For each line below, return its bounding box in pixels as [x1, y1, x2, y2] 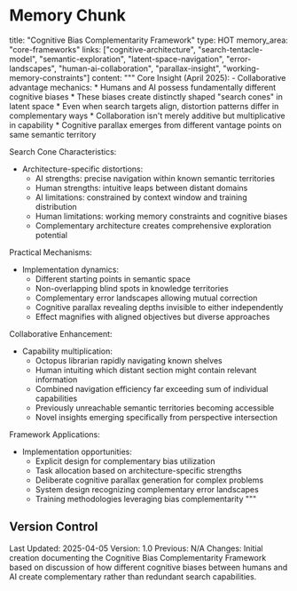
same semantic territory [9, 129, 97, 140]
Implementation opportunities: [21, 446, 133, 457]
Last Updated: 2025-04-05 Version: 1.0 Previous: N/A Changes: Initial [9, 543, 263, 554]
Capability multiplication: [21, 346, 113, 356]
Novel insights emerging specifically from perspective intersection [35, 411, 277, 422]
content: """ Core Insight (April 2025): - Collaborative [91, 72, 286, 83]
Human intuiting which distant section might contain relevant [35, 364, 257, 375]
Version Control [9, 519, 98, 534]
